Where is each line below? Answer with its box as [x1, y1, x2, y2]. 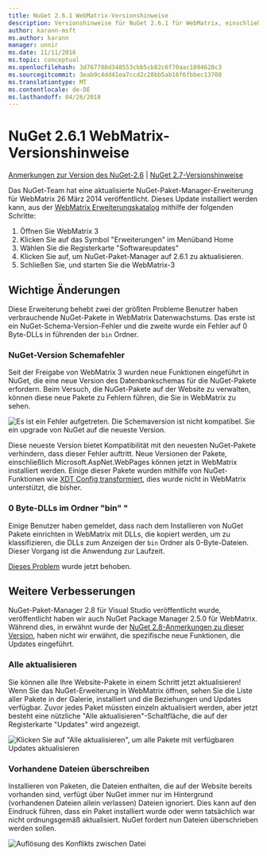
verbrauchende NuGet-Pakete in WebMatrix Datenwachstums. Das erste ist [8, 313, 256, 322]
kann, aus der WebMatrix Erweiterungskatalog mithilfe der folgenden [8, 203, 234, 212]
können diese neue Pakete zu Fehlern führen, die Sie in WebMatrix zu [8, 393, 236, 402]
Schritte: [8, 211, 37, 221]
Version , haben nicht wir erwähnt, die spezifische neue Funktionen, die [8, 631, 241, 641]
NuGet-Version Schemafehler [8, 349, 126, 360]
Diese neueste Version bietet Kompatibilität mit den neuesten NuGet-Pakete [8, 440, 257, 450]
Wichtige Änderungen [8, 283, 121, 296]
